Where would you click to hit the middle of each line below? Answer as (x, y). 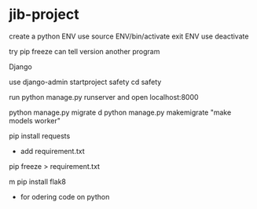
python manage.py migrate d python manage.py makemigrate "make (120, 112)
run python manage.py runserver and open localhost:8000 (104, 97)
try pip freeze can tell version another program (84, 51)
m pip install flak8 (37, 181)
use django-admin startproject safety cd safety (85, 82)
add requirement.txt (52, 151)
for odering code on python (65, 196)
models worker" (35, 120)
